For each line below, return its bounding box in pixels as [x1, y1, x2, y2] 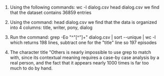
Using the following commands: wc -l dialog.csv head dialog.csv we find [9, 4, 159, 10]
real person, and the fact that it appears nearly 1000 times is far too [9, 60, 149, 65]
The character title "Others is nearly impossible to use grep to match [9, 49, 151, 55]
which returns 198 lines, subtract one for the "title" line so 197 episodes [9, 39, 157, 45]
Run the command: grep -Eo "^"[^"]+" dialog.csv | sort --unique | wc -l [9, 34, 156, 40]
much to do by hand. [9, 65, 53, 71]
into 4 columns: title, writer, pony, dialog [9, 24, 92, 30]
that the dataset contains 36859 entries [9, 9, 91, 15]
